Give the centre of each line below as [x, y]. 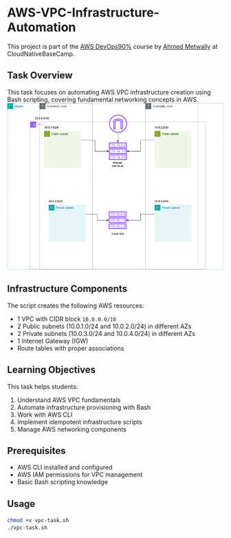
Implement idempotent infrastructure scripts [79, 421]
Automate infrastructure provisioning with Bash [84, 407]
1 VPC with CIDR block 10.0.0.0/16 [67, 319]
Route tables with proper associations [70, 348]
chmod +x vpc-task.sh [38, 521]
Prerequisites [36, 451]
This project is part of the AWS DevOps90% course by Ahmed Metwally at [112, 46]
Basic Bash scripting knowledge [63, 482]
